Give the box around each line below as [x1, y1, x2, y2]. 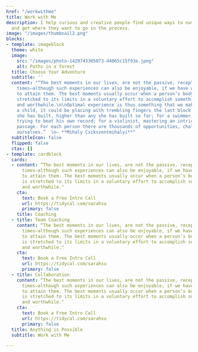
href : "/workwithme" [6, 8, 57, 15]
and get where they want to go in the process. [11, 25, 131, 31]
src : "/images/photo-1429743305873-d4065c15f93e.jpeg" [16, 58, 154, 64]
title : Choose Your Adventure [11, 69, 85, 75]
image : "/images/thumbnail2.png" [6, 31, 88, 37]
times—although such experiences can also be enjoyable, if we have [16, 85, 189, 91]
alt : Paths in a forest [16, 63, 75, 70]
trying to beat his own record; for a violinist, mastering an [16, 119, 176, 124]
